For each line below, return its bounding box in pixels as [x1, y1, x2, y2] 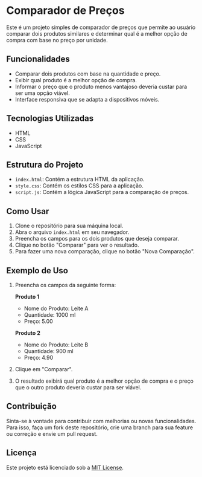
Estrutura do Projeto [6, 160, 84, 170]
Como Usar [6, 206, 49, 216]
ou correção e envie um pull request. [6, 430, 98, 437]
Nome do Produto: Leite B [24, 341, 89, 348]
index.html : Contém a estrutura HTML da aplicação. [14, 176, 145, 183]
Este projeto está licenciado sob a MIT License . [6, 464, 124, 471]
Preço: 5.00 [24, 318, 53, 325]
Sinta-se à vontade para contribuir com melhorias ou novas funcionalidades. [6, 417, 197, 424]
